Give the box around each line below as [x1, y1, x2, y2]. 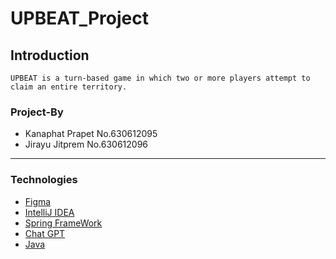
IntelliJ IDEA [24, 206, 75, 218]
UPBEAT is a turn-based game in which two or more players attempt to [10, 73, 311, 83]
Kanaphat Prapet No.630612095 [24, 128, 158, 140]
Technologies [10, 173, 78, 187]
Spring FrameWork [24, 217, 103, 229]
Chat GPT [24, 227, 66, 239]
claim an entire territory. [10, 82, 128, 92]
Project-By [10, 105, 64, 119]
